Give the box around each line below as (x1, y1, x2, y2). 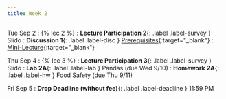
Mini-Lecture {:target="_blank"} (7, 43, 95, 51)
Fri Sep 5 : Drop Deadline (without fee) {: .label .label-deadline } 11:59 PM (7, 84, 214, 92)
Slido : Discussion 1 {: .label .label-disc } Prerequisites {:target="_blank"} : (7, 36, 214, 44)
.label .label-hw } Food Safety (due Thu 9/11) (7, 71, 133, 79)
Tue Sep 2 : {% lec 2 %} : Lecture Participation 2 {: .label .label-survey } (7, 29, 212, 37)
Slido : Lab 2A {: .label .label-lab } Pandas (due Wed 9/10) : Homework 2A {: (7, 63, 220, 72)
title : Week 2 (7, 10, 48, 17)
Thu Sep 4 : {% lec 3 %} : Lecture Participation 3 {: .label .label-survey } (7, 56, 212, 65)
